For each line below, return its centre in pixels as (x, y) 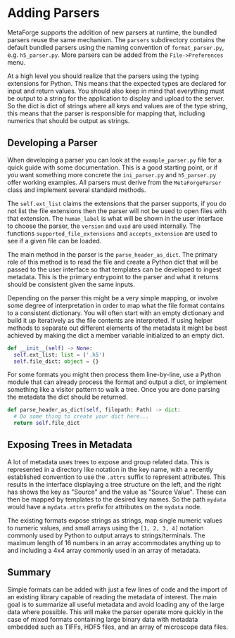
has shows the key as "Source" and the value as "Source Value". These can (117, 492)
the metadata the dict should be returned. (68, 397)
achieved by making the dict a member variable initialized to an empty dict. (116, 335)
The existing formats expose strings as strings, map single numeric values (115, 520)
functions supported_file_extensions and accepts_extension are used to (113, 233)
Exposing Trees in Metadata (70, 445)
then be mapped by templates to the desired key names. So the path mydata (117, 499)
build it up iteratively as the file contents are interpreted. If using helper (110, 320)
